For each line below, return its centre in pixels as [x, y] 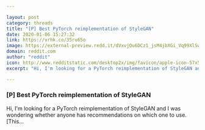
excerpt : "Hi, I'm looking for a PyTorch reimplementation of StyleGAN [99, 68]
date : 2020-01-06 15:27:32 [41, 34]
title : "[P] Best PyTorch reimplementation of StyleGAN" [80, 29]
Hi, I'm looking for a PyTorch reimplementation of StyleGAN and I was [94, 108]
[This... [15, 121]
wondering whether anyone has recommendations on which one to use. [97, 115]
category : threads [30, 23]
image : [15, 46]
